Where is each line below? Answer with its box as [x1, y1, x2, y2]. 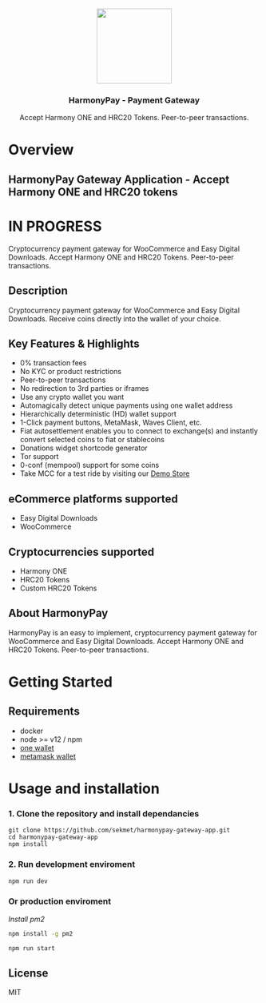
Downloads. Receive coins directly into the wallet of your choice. [8, 313, 221, 324]
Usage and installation [8, 779, 160, 798]
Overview [8, 141, 74, 159]
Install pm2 [8, 914, 46, 924]
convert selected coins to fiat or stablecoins [19, 435, 165, 445]
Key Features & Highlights [8, 337, 140, 351]
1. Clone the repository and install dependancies [8, 808, 200, 819]
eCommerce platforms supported [8, 492, 178, 506]
